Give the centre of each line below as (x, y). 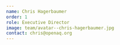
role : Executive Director (38, 22)
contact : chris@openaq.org (39, 33)
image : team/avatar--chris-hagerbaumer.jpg (60, 28)
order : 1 (17, 17)
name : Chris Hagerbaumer (36, 11)
